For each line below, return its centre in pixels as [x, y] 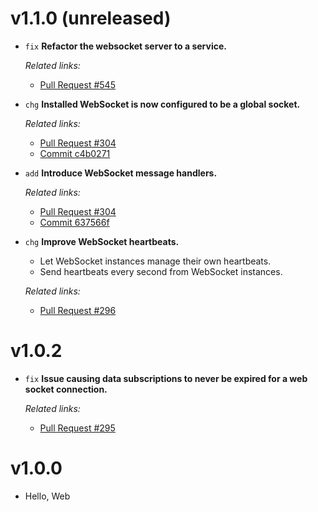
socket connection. [66, 389]
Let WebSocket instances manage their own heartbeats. [155, 261]
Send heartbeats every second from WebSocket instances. [161, 271]
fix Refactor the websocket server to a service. [125, 46]
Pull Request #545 [77, 84]
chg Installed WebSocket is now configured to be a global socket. [162, 104]
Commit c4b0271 [75, 153]
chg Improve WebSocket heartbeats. [102, 241]
